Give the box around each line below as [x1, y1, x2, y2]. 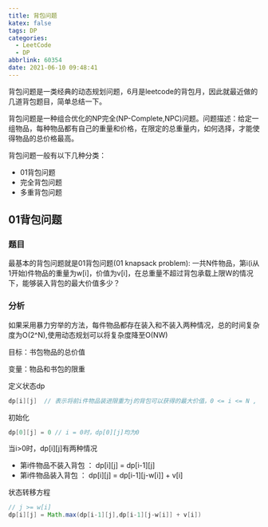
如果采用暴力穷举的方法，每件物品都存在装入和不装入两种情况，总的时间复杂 [8, 320, 260, 330]
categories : [8, 34, 48, 42]
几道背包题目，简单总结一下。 [8, 97, 106, 106]
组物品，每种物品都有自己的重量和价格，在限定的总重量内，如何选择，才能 [8, 123, 253, 133]
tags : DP [8, 26, 37, 34]
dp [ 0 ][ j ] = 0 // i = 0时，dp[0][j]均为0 [8, 428, 140, 436]
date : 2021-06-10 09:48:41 [8, 64, 98, 72]
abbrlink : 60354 [8, 57, 62, 65]
